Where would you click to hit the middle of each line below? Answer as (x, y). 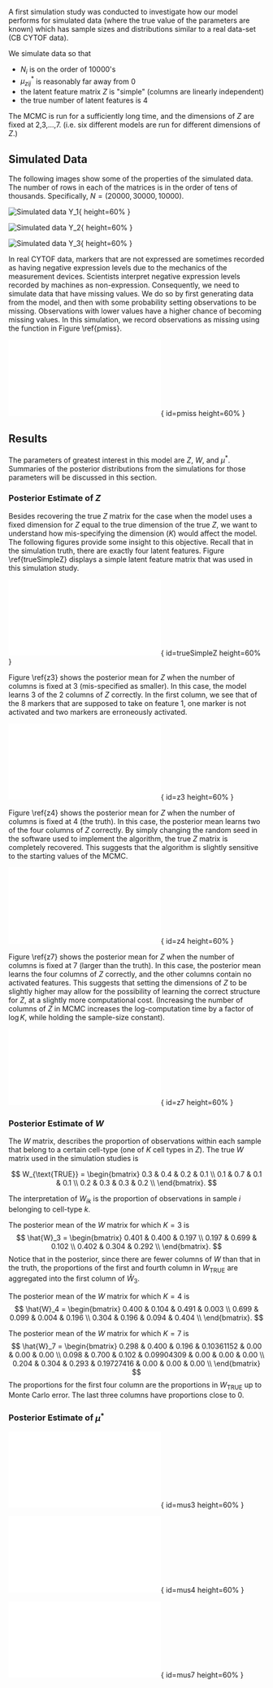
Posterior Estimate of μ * (56, 1417)
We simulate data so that (50, 53)
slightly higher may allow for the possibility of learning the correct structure (134, 991)
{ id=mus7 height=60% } (202, 1675)
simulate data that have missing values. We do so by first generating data (131, 294)
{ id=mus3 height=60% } (203, 1505)
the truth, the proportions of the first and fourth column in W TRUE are (123, 1268)
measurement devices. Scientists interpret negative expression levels (125, 277)
